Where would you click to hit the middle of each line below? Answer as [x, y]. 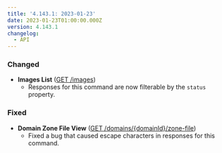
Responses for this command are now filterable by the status [117, 87]
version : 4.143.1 [33, 27]
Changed [24, 65]
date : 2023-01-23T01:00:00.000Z [55, 20]
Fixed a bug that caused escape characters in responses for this [122, 135]
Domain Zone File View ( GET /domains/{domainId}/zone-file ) [107, 128]
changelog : [23, 33]
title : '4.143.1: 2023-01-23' [52, 14]
